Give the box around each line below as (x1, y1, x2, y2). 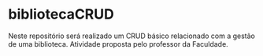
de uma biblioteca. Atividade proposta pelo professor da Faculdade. (8, 39, 228, 48)
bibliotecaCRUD (8, 5, 114, 23)
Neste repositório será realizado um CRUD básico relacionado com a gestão (8, 31, 256, 40)
